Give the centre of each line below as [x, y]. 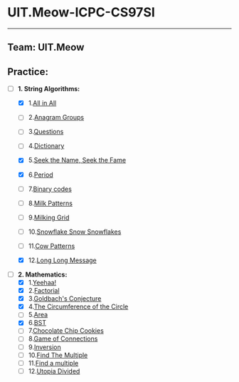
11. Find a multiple [53, 363]
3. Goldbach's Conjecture [65, 299]
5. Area [38, 315]
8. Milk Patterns [51, 203]
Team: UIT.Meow [46, 47]
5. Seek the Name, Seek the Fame [77, 160]
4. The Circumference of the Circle [78, 306]
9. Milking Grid [49, 217]
